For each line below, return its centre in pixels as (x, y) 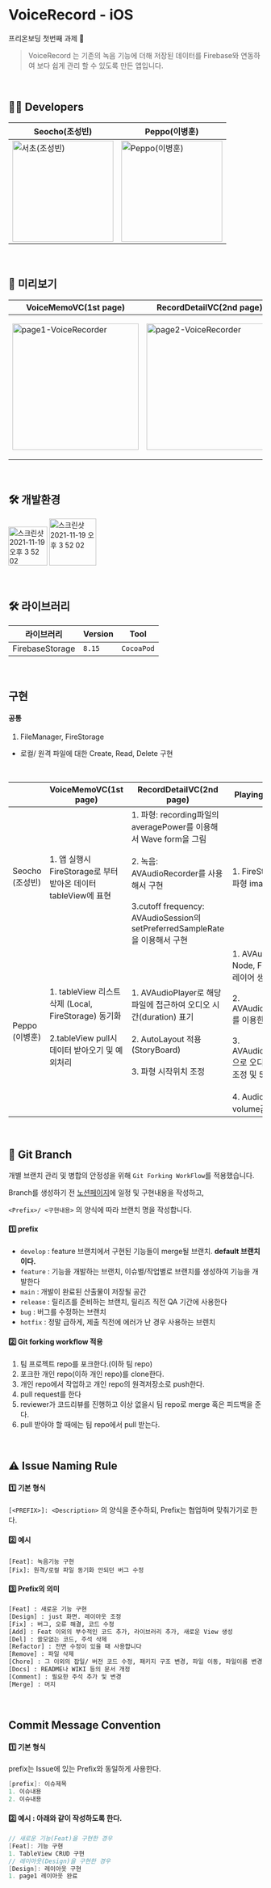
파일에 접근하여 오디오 (171, 1004)
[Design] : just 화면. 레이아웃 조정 (65, 1616)
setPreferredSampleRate (178, 928)
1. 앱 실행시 (70, 859)
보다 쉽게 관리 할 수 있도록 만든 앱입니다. (100, 65)
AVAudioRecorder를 (169, 873)
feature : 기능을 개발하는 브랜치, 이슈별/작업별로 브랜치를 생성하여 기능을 (135, 1271)
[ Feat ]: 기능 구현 (36, 1846)
